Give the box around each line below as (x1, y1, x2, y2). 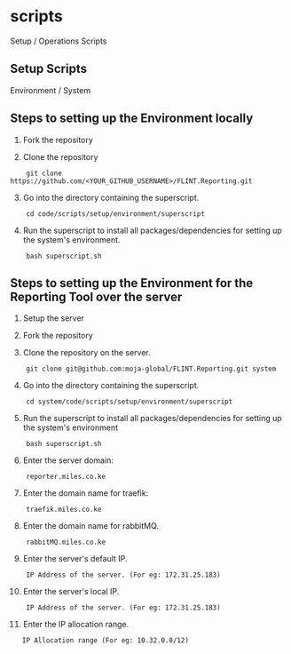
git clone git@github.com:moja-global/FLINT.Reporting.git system (26, 364, 277, 374)
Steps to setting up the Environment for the (10, 275, 254, 291)
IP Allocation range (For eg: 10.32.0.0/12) (21, 636, 190, 645)
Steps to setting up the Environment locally (10, 111, 254, 126)
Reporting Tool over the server (10, 289, 183, 304)
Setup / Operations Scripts (10, 36, 107, 46)
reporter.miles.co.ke (26, 473, 106, 482)
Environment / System (10, 84, 91, 95)
